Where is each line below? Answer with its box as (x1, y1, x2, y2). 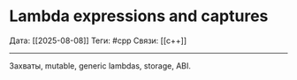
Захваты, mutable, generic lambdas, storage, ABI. (9, 60, 192, 71)
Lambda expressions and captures (9, 6, 269, 26)
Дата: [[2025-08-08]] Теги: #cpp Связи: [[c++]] (9, 35, 187, 46)
